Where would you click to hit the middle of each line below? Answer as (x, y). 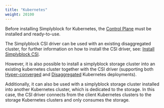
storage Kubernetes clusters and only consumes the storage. (67, 100)
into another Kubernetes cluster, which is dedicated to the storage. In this (80, 89)
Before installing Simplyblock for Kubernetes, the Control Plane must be (78, 28)
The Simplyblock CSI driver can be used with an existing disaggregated (78, 43)
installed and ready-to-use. (33, 34)
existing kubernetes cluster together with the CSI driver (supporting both (79, 69)
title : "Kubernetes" (27, 10)
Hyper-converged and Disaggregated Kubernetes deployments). (71, 74)
